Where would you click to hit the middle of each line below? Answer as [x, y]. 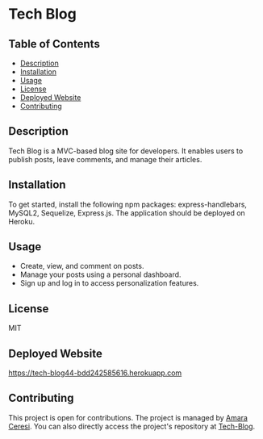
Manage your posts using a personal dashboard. [100, 274]
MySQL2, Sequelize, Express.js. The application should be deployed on [127, 213]
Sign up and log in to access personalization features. [109, 283]
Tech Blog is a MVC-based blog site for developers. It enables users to [126, 151]
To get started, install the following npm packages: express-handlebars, [128, 204]
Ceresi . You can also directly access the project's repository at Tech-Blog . [132, 426]
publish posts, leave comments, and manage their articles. [105, 159]
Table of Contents [54, 44]
